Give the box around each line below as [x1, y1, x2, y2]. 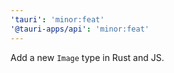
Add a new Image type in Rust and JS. [10, 51, 165, 63]
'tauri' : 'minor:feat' [10, 14, 105, 25]
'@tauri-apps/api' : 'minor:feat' [10, 24, 150, 34]
